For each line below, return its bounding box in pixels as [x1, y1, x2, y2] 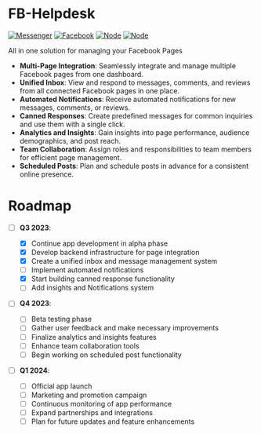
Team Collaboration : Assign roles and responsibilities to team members [19, 144, 252, 154]
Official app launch [31, 381, 92, 391]
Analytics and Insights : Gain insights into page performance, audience [19, 127, 250, 137]
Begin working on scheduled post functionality [31, 350, 182, 359]
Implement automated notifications [31, 265, 144, 275]
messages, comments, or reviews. [19, 103, 131, 112]
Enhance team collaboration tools [31, 341, 140, 350]
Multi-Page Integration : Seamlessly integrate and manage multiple [19, 60, 237, 71]
